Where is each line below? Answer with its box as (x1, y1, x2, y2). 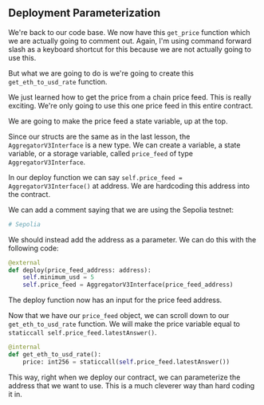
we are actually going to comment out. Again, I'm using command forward (8, 36, 252, 45)
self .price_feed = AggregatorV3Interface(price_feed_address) (22, 281, 234, 289)
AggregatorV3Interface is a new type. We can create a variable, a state (8, 140, 241, 150)
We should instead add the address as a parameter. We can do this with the (8, 234, 257, 244)
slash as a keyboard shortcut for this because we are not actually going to (8, 44, 251, 54)
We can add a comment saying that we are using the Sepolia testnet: (8, 205, 234, 214)
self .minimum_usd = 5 (22, 273, 94, 281)
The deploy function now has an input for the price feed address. (8, 295, 223, 305)
